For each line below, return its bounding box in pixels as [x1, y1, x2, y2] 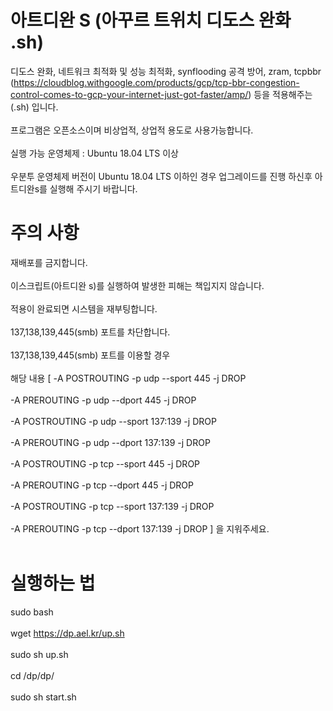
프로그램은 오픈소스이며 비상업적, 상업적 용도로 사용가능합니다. [10, 124, 254, 136]
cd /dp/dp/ [10, 669, 55, 681]
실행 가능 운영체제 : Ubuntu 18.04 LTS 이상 [10, 147, 179, 159]
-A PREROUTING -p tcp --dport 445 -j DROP [10, 479, 194, 491]
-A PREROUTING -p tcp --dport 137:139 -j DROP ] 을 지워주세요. [10, 522, 270, 535]
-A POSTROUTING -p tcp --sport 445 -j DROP [10, 457, 201, 470]
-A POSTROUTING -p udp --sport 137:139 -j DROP [10, 415, 217, 427]
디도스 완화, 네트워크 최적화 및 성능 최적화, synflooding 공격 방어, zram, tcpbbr [10, 65, 322, 77]
